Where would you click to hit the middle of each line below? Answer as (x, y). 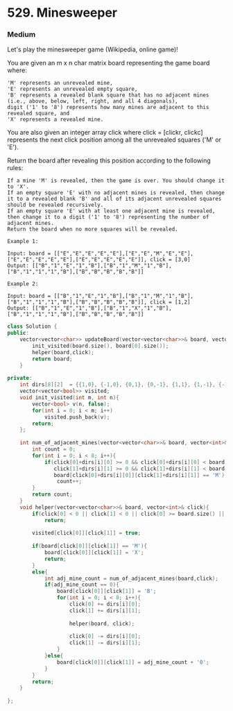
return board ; (52, 359)
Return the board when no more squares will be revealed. (93, 229)
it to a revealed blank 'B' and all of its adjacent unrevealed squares (114, 199)
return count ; (52, 494)
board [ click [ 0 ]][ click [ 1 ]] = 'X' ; (94, 553)
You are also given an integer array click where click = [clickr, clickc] (105, 133)
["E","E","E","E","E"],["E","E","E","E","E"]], (77, 260)
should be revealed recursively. (55, 205)
